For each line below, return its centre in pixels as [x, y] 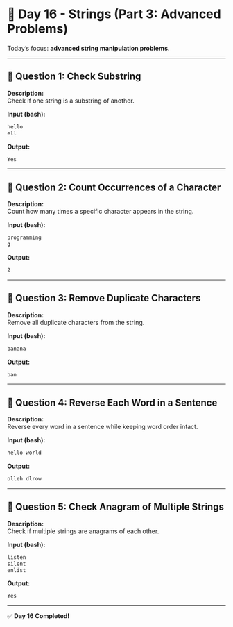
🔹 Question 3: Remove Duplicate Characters [104, 298]
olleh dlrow [24, 479]
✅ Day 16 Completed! [38, 616]
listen [17, 557]
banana [17, 349]
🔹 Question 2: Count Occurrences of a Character [114, 187]
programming [24, 238]
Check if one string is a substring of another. [71, 101]
